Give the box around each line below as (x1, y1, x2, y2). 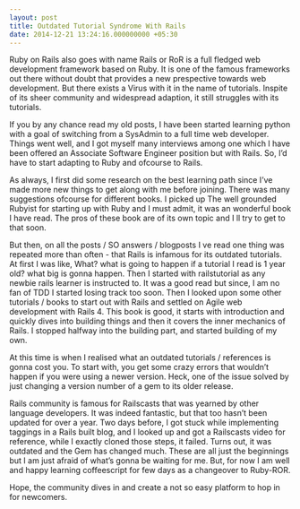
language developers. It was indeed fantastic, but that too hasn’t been (9, 408, 268, 418)
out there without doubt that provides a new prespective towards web (9, 73, 267, 84)
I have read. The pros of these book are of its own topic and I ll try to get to (9, 212, 286, 224)
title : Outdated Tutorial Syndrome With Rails (9, 22, 186, 30)
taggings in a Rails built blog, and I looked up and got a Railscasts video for (9, 427, 287, 437)
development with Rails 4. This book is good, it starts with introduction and (9, 306, 285, 317)
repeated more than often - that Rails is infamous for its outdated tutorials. (9, 249, 283, 260)
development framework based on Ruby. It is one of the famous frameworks (9, 64, 291, 74)
